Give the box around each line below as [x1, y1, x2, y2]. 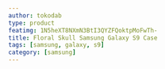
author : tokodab [8, 11, 62, 20]
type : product [8, 19, 56, 27]
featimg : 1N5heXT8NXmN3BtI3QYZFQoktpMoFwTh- [8, 26, 158, 34]
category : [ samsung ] [8, 48, 77, 56]
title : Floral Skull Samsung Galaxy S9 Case [8, 33, 158, 42]
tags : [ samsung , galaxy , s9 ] [8, 41, 105, 49]
